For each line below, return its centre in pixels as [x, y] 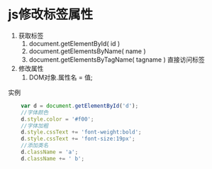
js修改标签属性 [51, 15]
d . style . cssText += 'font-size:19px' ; [78, 139]
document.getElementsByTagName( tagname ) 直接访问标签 [117, 59]
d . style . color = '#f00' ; [57, 119]
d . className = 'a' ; [50, 152]
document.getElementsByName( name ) [87, 51]
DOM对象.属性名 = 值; [61, 77]
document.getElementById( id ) [74, 43]
